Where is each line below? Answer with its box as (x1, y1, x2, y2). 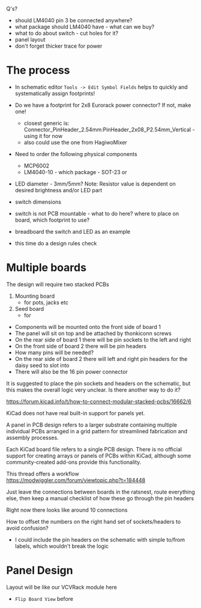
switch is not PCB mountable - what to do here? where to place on (14, 210, 179, 217)
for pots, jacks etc (23, 298, 69, 306)
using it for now (23, 132, 63, 139)
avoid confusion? (6, 524, 49, 531)
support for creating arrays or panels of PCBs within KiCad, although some (6, 452, 191, 459)
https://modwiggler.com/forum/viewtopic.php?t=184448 (6, 476, 146, 484)
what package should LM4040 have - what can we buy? (14, 24, 155, 30)
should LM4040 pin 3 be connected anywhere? (14, 17, 133, 24)
